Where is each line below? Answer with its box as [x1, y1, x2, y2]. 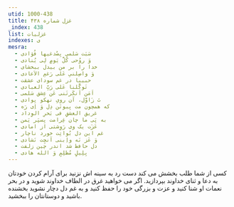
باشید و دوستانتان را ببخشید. [8, 191, 83, 200]
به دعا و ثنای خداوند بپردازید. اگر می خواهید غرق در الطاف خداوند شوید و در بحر [8, 176, 218, 185]
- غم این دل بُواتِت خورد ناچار [14, 129, 104, 137]
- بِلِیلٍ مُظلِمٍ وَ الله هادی [14, 149, 88, 156]
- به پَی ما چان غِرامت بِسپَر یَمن [14, 116, 107, 123]
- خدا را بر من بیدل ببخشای [14, 63, 98, 70]
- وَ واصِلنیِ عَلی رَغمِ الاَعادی [14, 70, 95, 77]
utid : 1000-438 [8, 10, 53, 18]
